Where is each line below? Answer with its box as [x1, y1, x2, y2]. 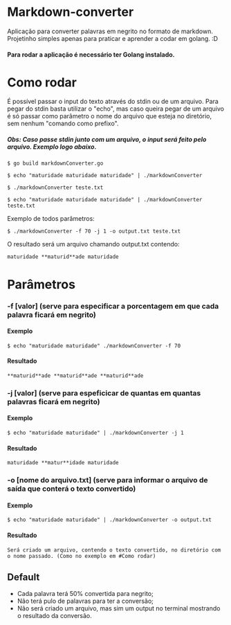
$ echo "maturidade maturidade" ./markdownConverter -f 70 [7, 342, 181, 350]
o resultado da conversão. [17, 612, 92, 620]
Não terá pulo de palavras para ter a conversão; [17, 597, 154, 606]
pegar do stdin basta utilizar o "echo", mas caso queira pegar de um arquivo [7, 105, 225, 113]
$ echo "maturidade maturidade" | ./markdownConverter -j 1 [7, 430, 185, 437]
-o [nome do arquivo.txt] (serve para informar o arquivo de [7, 475, 208, 485]
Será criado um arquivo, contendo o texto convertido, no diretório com [7, 546, 221, 554]
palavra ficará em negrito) [7, 309, 97, 319]
